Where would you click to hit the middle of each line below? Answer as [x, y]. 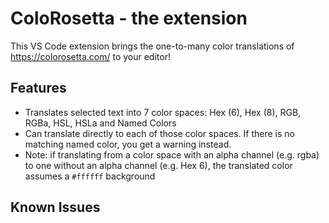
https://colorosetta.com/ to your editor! [90, 56]
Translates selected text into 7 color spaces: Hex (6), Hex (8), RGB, [163, 112]
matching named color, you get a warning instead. [128, 144]
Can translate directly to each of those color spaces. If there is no [159, 133]
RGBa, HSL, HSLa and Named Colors [100, 123]
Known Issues [55, 207]
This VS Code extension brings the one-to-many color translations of [152, 46]
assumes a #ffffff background [90, 176]
